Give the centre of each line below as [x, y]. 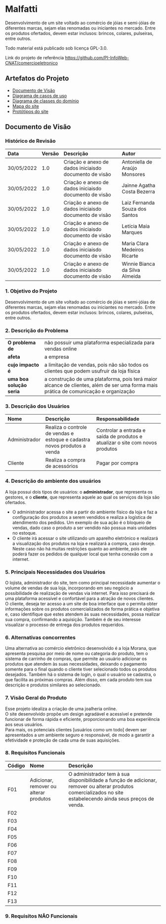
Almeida [131, 276]
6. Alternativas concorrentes [40, 637]
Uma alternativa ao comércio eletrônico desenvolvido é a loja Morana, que [81, 648]
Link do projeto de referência [35, 57]
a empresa [57, 357]
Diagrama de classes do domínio [45, 101]
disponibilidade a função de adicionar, [113, 780]
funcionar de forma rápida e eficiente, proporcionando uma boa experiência [82, 719]
